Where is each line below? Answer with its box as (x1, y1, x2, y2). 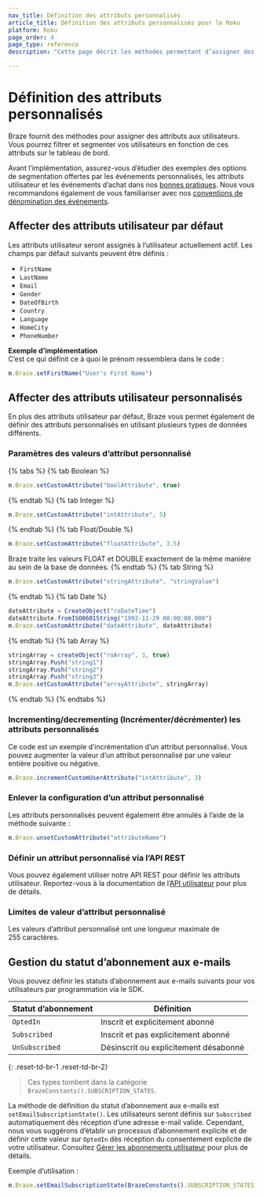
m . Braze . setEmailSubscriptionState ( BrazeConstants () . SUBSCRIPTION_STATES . (8, 1181, 258, 1189)
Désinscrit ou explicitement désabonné (100, 1041, 245, 1052)
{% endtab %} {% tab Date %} (8, 592, 108, 602)
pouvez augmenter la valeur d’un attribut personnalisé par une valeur (8, 750, 232, 760)
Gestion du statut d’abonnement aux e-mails (8, 955, 231, 968)
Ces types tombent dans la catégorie (27, 1077, 148, 1086)
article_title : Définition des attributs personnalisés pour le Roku (8, 19, 241, 27)
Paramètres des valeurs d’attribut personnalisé (8, 448, 192, 459)
